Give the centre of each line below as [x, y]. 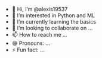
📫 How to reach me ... [39, 35]
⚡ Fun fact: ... [28, 50]
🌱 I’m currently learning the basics [54, 22]
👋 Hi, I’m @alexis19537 [40, 9]
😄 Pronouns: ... [31, 43]
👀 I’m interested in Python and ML [53, 15]
